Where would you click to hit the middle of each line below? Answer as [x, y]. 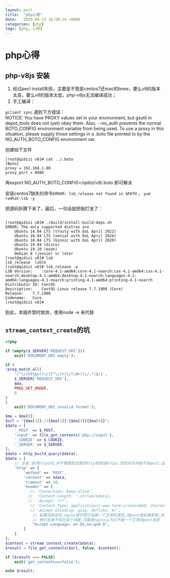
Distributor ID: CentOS [30, 285]
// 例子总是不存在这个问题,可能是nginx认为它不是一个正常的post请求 [96, 520]
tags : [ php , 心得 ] [24, 29]
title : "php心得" [24, 15]
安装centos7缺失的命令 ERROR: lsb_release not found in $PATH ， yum [78, 193]
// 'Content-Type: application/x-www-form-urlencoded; [89, 506]
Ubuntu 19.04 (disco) [37, 245]
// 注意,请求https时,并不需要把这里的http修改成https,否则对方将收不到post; [88, 464]
